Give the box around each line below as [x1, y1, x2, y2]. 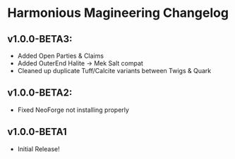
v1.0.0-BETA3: [7, 33, 73, 45]
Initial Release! [17, 144, 60, 153]
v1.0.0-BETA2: [7, 87, 73, 99]
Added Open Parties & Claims [17, 51, 104, 60]
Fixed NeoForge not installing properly [17, 106, 129, 114]
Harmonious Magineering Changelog [7, 5, 229, 21]
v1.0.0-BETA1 [7, 126, 67, 138]
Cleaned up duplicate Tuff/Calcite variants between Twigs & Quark [17, 67, 212, 75]
